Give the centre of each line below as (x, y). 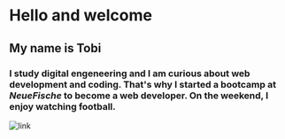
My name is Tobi (55, 48)
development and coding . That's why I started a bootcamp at (143, 84)
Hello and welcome (81, 15)
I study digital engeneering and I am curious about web (130, 73)
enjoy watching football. (63, 106)
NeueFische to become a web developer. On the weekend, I (139, 96)
